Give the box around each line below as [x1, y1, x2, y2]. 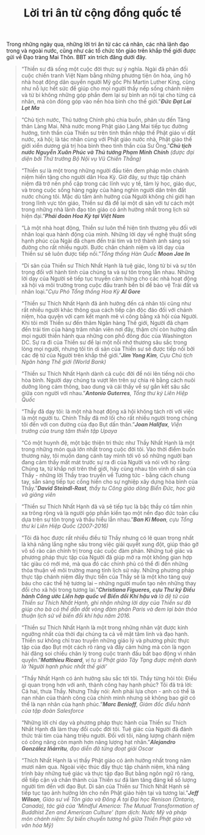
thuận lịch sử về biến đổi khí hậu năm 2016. [21, 612, 131, 619]
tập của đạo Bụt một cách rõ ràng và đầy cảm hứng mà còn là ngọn [21, 643, 191, 651]
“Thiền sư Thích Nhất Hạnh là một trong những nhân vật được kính [21, 624, 189, 632]
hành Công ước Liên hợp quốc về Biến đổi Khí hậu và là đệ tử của [21, 593, 189, 600]
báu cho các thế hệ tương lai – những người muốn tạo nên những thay [21, 580, 196, 587]
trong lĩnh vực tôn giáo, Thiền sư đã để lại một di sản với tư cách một [21, 199, 195, 207]
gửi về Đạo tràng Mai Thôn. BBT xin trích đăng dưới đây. [6, 54, 147, 61]
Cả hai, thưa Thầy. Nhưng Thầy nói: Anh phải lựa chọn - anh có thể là [21, 688, 195, 695]
